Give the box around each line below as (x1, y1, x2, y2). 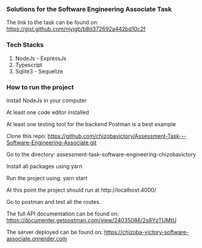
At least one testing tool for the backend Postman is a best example (6, 120, 176, 127)
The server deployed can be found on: (6, 228, 103, 236)
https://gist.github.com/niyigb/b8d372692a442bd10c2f (6, 25, 146, 32)
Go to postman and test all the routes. (6, 198, 101, 205)
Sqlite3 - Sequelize (15, 67, 63, 75)
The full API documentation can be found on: (6, 210, 119, 217)
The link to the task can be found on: (6, 19, 99, 26)
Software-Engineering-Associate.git (6, 138, 96, 146)
